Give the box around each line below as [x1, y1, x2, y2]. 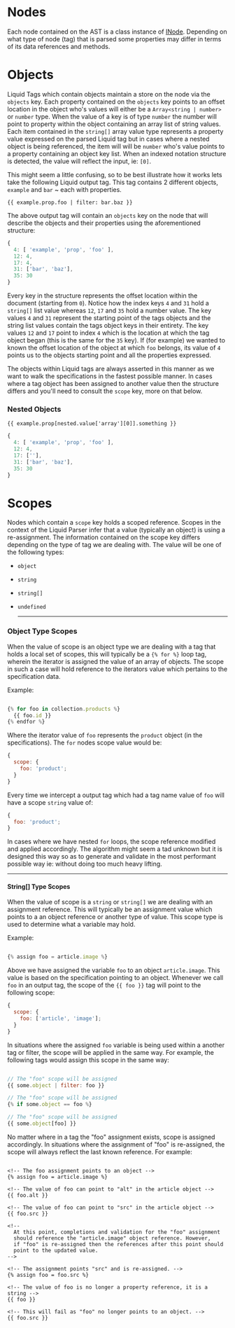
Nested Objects [7, 404, 62, 414]
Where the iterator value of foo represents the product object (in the [7, 731, 203, 740]
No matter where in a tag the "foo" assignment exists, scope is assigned [7, 1133, 215, 1141]
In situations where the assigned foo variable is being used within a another [7, 1041, 225, 1049]
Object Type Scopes [7, 626, 78, 636]
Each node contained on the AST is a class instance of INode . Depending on [7, 27, 227, 36]
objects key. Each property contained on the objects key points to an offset [7, 97, 225, 106]
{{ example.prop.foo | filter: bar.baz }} [7, 199, 133, 206]
